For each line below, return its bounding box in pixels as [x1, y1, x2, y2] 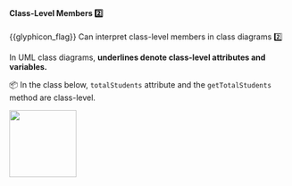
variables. [9, 62, 47, 72]
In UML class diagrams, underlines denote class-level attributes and [9, 52, 266, 63]
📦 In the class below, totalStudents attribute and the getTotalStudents [9, 80, 272, 90]
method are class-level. [9, 92, 96, 103]
